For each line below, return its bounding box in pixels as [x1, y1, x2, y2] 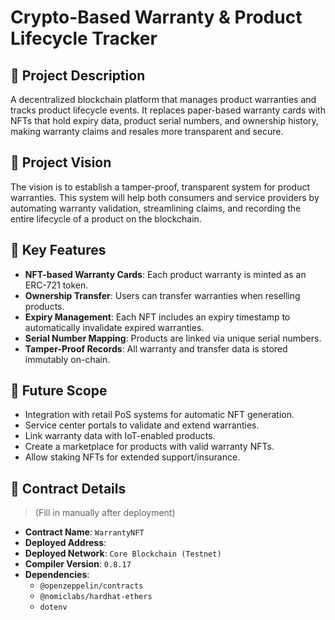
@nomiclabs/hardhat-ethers [39, 592, 153, 602]
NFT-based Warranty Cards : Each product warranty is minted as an [24, 268, 307, 280]
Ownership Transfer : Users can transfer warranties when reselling [24, 289, 301, 301]
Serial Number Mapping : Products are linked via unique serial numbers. [24, 332, 322, 344]
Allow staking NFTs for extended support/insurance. [24, 451, 241, 463]
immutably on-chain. [24, 353, 111, 365]
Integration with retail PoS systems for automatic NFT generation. [24, 409, 295, 421]
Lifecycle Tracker [10, 27, 158, 50]
